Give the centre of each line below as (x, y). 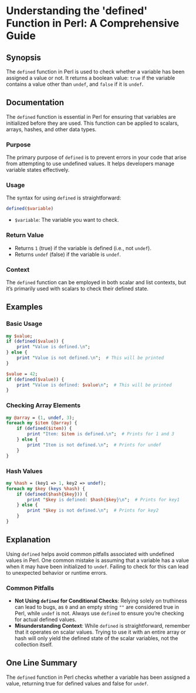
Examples (24, 307)
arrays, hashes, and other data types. (51, 129)
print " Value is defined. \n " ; (54, 347)
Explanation (28, 540)
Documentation (35, 103)
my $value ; (19, 336)
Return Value (25, 235)
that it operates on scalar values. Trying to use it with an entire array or (100, 632)
